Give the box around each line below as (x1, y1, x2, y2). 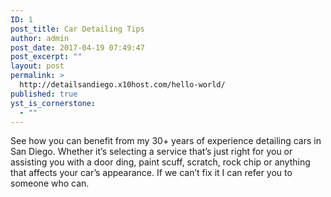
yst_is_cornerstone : (10, 98, 97, 108)
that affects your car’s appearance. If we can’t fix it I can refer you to (10, 167, 293, 179)
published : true (10, 89, 78, 99)
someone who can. (10, 177, 90, 190)
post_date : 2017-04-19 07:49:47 (10, 42, 145, 53)
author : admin (10, 33, 70, 43)
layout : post (10, 61, 65, 71)
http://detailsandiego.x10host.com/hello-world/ (19, 80, 226, 90)
